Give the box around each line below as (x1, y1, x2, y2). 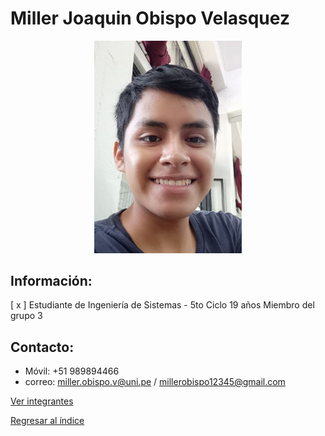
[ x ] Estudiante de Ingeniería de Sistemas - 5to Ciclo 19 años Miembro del (10, 299, 315, 311)
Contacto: (10, 338, 75, 356)
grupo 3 (10, 310, 43, 322)
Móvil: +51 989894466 (24, 365, 120, 377)
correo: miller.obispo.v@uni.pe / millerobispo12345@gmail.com (24, 376, 286, 388)
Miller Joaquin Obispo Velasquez (10, 7, 290, 30)
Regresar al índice (10, 415, 85, 427)
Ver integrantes (10, 395, 74, 407)
